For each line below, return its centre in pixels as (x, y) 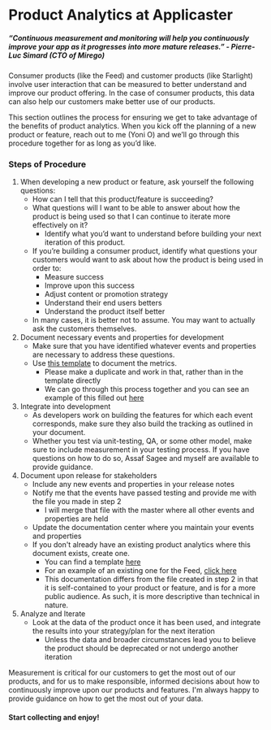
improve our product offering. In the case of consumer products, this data (131, 93)
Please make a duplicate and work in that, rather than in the (144, 372)
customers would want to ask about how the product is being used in (148, 260)
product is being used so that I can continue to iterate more (131, 216)
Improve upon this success (90, 285)
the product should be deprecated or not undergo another (142, 649)
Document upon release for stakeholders (88, 476)
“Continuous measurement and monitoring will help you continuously (129, 37)
